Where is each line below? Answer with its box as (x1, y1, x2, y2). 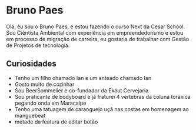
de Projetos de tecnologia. (6, 42, 70, 49)
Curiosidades (6, 59, 57, 69)
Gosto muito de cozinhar (14, 81, 75, 88)
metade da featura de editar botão (14, 118, 98, 125)
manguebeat (14, 112, 46, 119)
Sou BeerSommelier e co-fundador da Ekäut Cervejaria (14, 86, 149, 94)
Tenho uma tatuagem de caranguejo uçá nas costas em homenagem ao (14, 105, 190, 112)
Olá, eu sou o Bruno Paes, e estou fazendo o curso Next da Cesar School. (6, 23, 185, 30)
